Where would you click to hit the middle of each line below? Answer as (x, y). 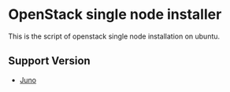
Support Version (49, 61)
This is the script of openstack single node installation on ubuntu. (114, 36)
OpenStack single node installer (115, 15)
